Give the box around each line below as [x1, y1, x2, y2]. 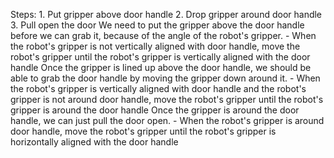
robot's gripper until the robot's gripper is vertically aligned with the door [10, 51, 311, 63]
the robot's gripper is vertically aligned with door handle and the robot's [10, 83, 307, 94]
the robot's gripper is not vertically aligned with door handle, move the [10, 40, 301, 52]
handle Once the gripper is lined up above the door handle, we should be [10, 62, 312, 73]
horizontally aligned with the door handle [10, 136, 179, 148]
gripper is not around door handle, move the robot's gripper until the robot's [10, 94, 324, 105]
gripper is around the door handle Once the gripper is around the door [10, 104, 300, 116]
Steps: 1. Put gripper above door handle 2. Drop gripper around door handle [10, 9, 323, 20]
